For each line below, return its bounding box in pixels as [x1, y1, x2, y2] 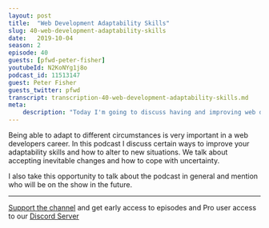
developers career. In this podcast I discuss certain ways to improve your [8, 139, 250, 148]
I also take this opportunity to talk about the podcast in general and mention [8, 171, 259, 181]
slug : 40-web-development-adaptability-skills [8, 26, 167, 34]
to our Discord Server [8, 211, 80, 221]
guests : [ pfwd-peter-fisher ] [8, 57, 106, 65]
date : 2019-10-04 [8, 34, 74, 42]
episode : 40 [8, 49, 48, 57]
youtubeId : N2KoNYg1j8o [8, 64, 88, 72]
